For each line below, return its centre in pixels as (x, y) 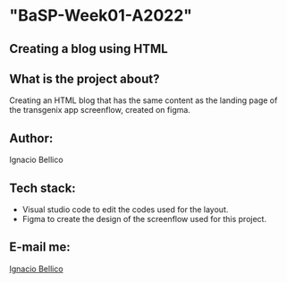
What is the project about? (84, 78)
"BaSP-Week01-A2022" (101, 16)
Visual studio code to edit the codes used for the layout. (125, 210)
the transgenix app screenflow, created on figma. (100, 110)
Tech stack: (42, 188)
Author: (31, 138)
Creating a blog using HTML (89, 49)
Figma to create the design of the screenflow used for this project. (144, 219)
